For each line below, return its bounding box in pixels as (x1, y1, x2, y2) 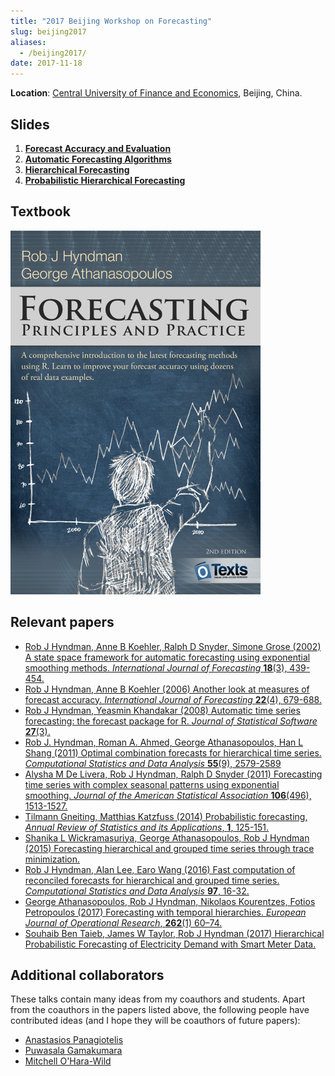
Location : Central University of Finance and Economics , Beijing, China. (10, 87, 303, 99)
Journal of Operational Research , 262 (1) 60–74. (24, 916, 223, 929)
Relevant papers (10, 614, 115, 631)
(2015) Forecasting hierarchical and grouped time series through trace (24, 842, 315, 854)
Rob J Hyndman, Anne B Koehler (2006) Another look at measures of (24, 683, 310, 695)
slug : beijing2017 (10, 26, 87, 37)
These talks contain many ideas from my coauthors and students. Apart (10, 993, 306, 1005)
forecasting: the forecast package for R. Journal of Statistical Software (24, 715, 318, 727)
